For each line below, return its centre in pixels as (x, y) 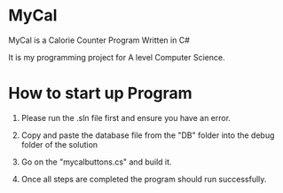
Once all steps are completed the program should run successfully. (144, 179)
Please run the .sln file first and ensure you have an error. (126, 117)
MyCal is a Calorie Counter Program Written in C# (99, 40)
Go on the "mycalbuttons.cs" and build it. (96, 162)
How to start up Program (100, 93)
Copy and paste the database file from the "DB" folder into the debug (148, 135)
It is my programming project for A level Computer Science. (117, 57)
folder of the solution (59, 144)
